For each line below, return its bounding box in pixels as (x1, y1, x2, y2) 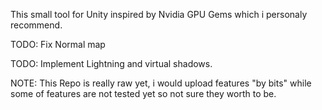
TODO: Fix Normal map (10, 39, 106, 50)
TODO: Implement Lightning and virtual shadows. (10, 58, 213, 69)
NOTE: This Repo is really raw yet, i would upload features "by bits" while (10, 77, 312, 89)
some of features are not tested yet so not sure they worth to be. (10, 88, 277, 99)
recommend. (10, 19, 63, 31)
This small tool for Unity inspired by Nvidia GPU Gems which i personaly (10, 9, 308, 20)
